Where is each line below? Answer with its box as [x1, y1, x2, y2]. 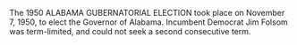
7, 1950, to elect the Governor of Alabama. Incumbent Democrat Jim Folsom [9, 17, 288, 27]
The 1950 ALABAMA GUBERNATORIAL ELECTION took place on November [9, 8, 285, 18]
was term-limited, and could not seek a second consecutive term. [9, 26, 251, 36]
